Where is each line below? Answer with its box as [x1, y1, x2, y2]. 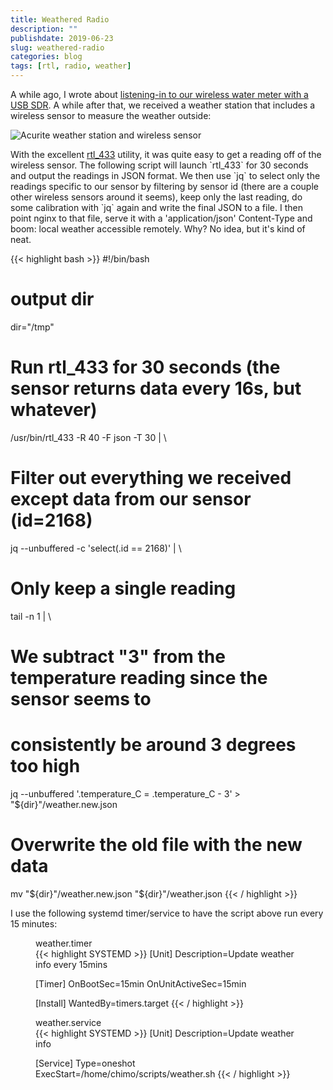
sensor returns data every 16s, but [10, 377, 302, 400]
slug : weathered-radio [10, 42, 105, 53]
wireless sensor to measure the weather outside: [10, 110, 212, 121]
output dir [10, 288, 95, 311]
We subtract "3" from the [10, 645, 226, 668]
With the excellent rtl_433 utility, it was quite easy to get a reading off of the [10, 149, 322, 160]
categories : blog [10, 52, 83, 62]
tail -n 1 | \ [10, 610, 52, 622]
